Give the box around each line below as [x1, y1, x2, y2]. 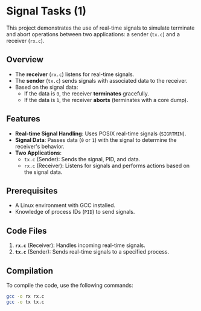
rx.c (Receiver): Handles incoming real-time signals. [14, 242, 146, 249]
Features [6, 114, 40, 124]
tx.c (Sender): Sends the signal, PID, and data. [24, 155, 141, 162]
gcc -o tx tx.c [6, 299, 45, 305]
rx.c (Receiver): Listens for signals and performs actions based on [24, 162, 190, 169]
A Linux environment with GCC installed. [14, 202, 116, 209]
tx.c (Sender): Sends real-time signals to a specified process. [14, 248, 170, 255]
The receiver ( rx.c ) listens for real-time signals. [14, 71, 135, 78]
